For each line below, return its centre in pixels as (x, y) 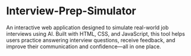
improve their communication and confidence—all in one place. (84, 46)
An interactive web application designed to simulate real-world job (87, 27)
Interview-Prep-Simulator (71, 11)
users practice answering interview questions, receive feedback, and (91, 40)
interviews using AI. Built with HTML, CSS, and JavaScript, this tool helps (96, 33)
